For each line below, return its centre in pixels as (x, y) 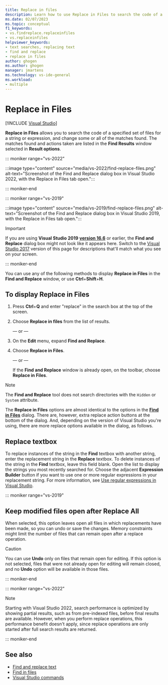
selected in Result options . (33, 149)
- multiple (17, 84)
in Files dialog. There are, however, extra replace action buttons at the (78, 415)
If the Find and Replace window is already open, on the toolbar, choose (86, 370)
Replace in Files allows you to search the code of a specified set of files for (83, 133)
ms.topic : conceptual (28, 24)
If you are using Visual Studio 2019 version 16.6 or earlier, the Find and (79, 238)
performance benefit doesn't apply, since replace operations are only (77, 624)
